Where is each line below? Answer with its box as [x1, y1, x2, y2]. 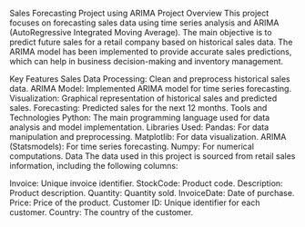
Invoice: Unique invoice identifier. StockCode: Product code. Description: [9, 178, 284, 189]
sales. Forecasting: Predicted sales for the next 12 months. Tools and [9, 103, 268, 113]
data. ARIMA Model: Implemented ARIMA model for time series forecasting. [9, 84, 292, 94]
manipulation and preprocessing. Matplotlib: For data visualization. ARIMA [9, 132, 287, 142]
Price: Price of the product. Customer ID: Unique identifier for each [9, 197, 260, 208]
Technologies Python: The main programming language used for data [9, 113, 270, 123]
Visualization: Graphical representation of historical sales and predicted [9, 93, 278, 104]
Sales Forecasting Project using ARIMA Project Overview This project [9, 8, 269, 18]
